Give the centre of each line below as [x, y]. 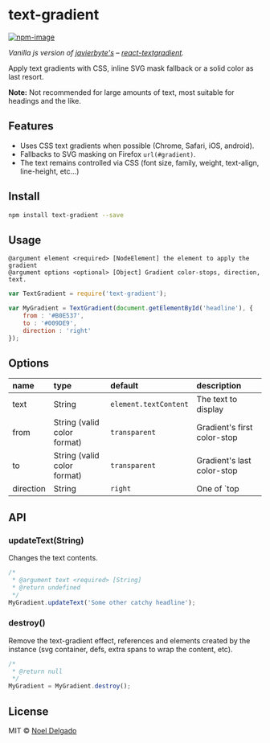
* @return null [37, 671]
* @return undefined [46, 587]
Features [31, 126]
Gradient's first [225, 428]
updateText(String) [46, 540]
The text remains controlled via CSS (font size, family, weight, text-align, [139, 162]
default [125, 386]
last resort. [26, 76]
